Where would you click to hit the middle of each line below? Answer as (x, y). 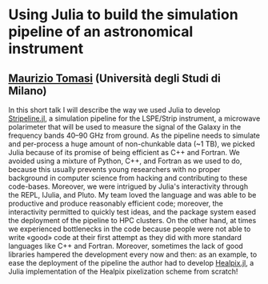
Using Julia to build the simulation (123, 15)
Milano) (28, 91)
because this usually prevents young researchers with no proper (114, 169)
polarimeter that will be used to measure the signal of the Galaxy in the (125, 127)
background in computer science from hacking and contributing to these (128, 178)
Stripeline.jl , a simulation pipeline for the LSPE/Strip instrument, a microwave (134, 118)
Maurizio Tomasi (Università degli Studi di (115, 78)
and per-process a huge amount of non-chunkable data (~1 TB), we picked (132, 144)
